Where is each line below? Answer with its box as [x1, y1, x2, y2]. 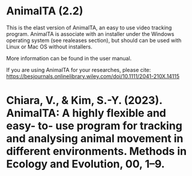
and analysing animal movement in [6, 132, 184, 145]
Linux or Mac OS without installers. [6, 43, 93, 50]
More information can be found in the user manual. [6, 54, 132, 62]
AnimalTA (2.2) [6, 4, 83, 18]
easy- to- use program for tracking [6, 119, 183, 133]
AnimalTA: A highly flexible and [6, 107, 167, 120]
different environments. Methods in [6, 145, 187, 158]
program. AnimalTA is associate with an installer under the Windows [6, 30, 175, 37]
